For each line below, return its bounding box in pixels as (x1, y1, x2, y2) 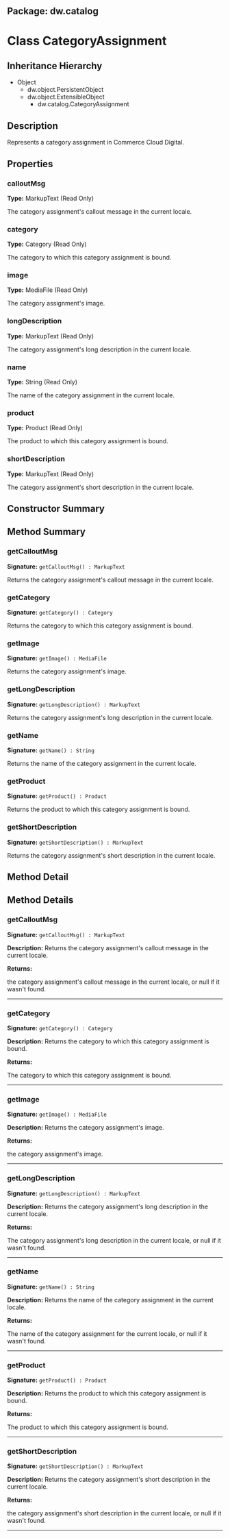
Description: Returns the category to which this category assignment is (7, 1037, 209, 1045)
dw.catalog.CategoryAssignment (37, 100, 129, 108)
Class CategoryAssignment (7, 33, 167, 49)
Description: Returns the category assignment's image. (7, 1124, 164, 1132)
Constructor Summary (7, 503, 105, 514)
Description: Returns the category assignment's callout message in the (7, 943, 209, 952)
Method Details (7, 894, 74, 906)
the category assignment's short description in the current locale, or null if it (7, 1509, 222, 1517)
